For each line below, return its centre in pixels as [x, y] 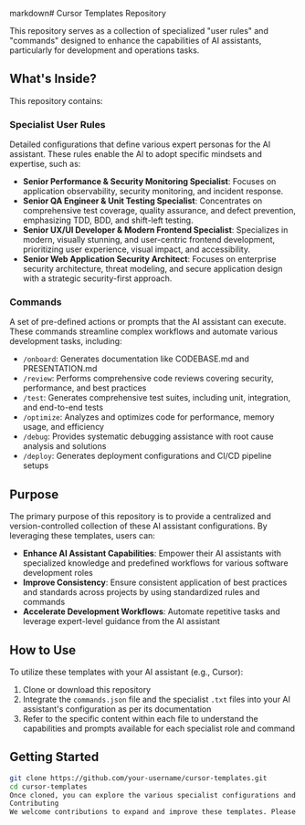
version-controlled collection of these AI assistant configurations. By [138, 526]
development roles [58, 573]
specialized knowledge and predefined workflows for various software [156, 563]
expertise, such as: [45, 164]
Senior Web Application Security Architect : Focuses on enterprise [149, 259]
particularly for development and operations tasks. [105, 50]
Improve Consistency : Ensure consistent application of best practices [155, 582]
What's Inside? [53, 79]
